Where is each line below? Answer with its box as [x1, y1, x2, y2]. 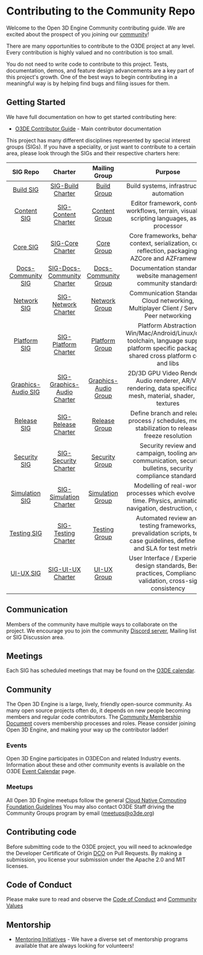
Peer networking [144, 311, 192, 320]
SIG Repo [11, 167, 39, 176]
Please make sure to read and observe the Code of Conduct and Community [6, 896, 197, 903]
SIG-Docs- [48, 264, 81, 272]
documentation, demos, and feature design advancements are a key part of [6, 66, 195, 74]
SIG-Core [50, 239, 79, 247]
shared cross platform [129, 352, 192, 360]
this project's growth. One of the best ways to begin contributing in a [6, 73, 178, 80]
